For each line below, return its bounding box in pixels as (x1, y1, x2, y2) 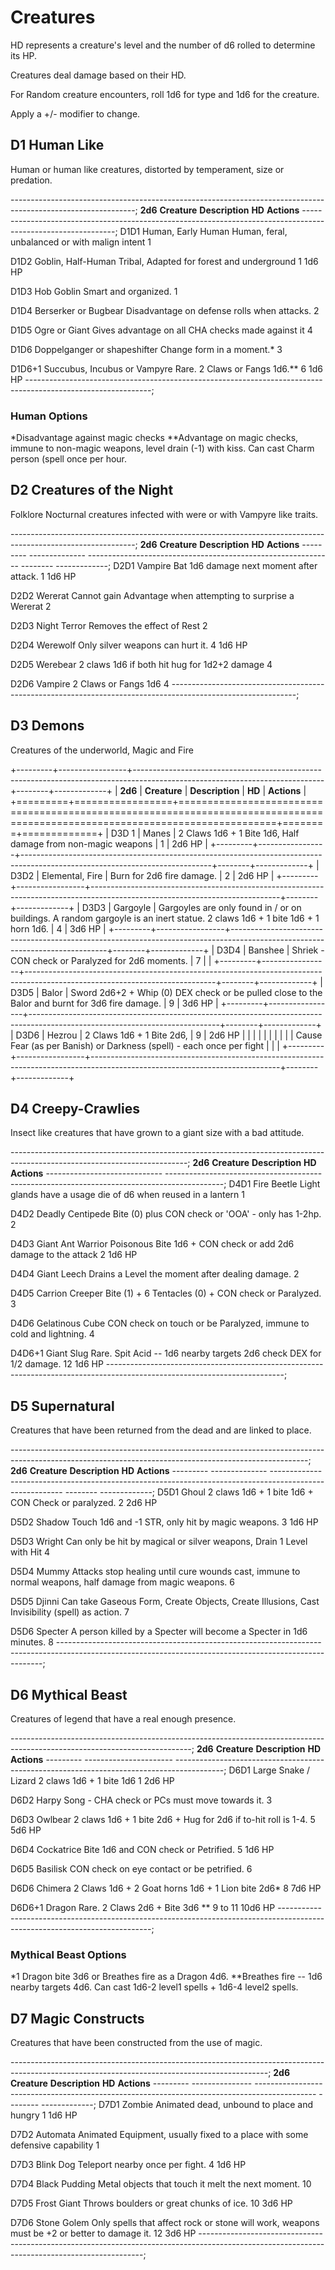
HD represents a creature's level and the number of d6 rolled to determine (10, 39, 316, 51)
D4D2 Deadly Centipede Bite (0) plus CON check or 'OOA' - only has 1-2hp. (10, 1208, 322, 1220)
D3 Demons (10, 717, 85, 735)
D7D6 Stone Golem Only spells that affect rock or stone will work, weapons (10, 2217, 320, 2229)
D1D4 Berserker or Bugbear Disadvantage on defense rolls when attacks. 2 (10, 304, 320, 316)
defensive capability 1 (10, 2139, 100, 2151)
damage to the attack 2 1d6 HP (10, 1249, 138, 1261)
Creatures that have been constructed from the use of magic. (10, 2037, 263, 2049)
